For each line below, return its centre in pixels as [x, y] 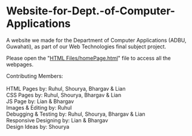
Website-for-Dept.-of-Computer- [91, 11]
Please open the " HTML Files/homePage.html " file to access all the [89, 58]
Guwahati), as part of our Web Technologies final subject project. [86, 47]
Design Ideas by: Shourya [38, 126]
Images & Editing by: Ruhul [39, 107]
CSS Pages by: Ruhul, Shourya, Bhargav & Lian [64, 95]
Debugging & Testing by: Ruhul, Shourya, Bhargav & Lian [76, 114]
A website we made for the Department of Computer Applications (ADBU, [96, 40]
